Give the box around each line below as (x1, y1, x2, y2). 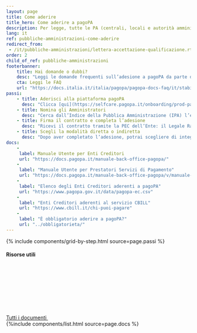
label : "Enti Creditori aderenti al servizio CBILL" (19, 200, 151, 206)
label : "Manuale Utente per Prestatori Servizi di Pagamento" (19, 167, 175, 173)
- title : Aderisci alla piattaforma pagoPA (16, 96, 125, 102)
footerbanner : (6, 63, 41, 69)
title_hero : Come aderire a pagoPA (6, 19, 93, 25)
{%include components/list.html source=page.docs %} (6, 320, 140, 327)
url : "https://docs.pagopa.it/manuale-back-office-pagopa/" (19, 156, 169, 162)
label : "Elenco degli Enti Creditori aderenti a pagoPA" (19, 183, 161, 189)
